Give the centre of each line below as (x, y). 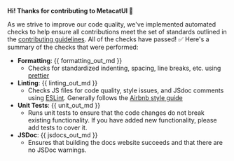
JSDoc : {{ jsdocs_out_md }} (57, 135)
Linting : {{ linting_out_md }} (57, 83)
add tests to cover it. (57, 127)
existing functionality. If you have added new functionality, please (122, 120)
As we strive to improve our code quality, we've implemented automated (112, 24)
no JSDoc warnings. (57, 150)
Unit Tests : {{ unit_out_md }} (58, 105)
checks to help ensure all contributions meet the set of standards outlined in (117, 32)
